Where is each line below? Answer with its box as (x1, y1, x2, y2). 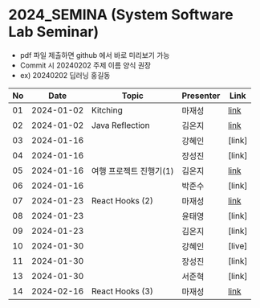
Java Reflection (91, 119, 150, 130)
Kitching (91, 105, 123, 116)
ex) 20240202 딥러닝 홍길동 (19, 70, 111, 80)
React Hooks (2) (91, 195, 154, 206)
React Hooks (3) (91, 285, 154, 297)
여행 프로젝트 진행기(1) (91, 165, 174, 176)
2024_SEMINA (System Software (8, 6, 234, 24)
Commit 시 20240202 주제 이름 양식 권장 (19, 60, 151, 70)
